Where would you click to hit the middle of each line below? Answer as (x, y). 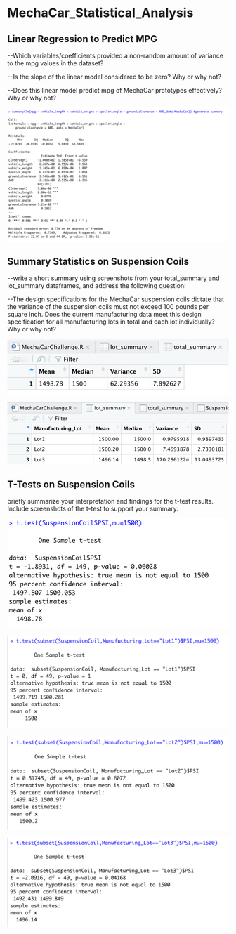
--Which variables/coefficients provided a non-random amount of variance (115, 55)
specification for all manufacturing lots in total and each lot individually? (111, 322)
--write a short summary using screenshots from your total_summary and (113, 278)
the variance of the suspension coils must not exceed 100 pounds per (108, 306)
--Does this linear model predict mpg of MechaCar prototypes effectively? (115, 90)
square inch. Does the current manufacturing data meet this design (104, 314)
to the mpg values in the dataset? (55, 63)
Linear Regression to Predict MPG (83, 39)
